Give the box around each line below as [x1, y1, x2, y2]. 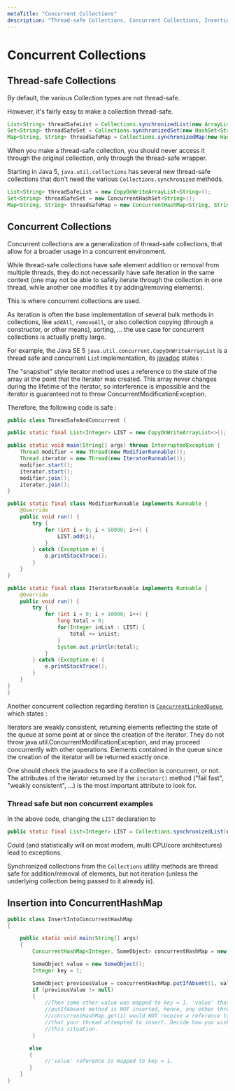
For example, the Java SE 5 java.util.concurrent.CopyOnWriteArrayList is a [7, 346, 227, 354]
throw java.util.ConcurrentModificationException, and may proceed [7, 737, 201, 746]
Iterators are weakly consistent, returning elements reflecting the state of [7, 723, 218, 731]
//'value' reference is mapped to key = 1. [44, 1057, 173, 1065]
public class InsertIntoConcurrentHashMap [7, 916, 133, 923]
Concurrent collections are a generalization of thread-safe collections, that [7, 239, 222, 248]
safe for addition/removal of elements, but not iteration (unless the [7, 869, 199, 878]
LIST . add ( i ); [57, 533, 96, 540]
